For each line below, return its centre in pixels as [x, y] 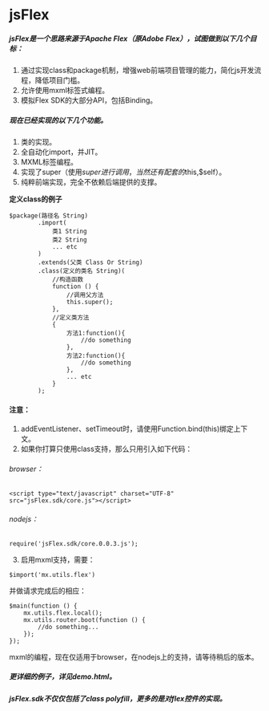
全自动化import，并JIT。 [61, 152]
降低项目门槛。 [60, 80]
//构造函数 [67, 280]
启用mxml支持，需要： [58, 559]
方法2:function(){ [96, 356]
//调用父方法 [85, 295]
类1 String [69, 232]
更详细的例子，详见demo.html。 [63, 676]
